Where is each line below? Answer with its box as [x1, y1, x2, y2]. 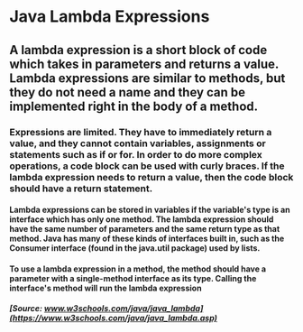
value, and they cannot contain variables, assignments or [9, 137, 266, 150]
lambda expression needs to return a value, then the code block [9, 171, 294, 183]
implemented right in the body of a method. [9, 98, 259, 114]
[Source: [9, 303, 43, 314]
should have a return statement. [9, 182, 153, 195]
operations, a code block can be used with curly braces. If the [9, 160, 285, 172]
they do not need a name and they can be [9, 84, 246, 100]
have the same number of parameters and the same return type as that [9, 224, 280, 235]
